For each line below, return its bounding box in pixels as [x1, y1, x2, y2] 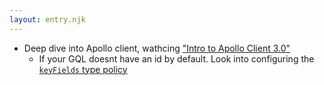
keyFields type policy [38, 63, 128, 75]
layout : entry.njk [9, 14, 86, 25]
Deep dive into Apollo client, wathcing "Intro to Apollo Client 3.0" [23, 42, 291, 54]
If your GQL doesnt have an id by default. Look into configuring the [38, 52, 315, 65]
